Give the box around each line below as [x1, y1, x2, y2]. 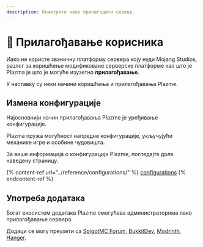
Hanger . [6, 234, 26, 242]
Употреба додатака [6, 193, 86, 203]
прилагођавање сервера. [6, 216, 73, 223]
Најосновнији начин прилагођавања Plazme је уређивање [6, 114, 158, 121]
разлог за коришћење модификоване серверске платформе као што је [6, 62, 193, 69]
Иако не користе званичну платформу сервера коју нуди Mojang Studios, [6, 55, 197, 63]
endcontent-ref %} [6, 175, 54, 183]
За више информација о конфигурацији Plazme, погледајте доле [6, 151, 174, 158]
